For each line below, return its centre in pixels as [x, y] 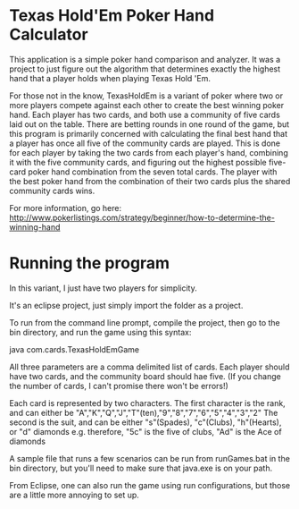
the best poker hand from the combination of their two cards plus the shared [150, 181]
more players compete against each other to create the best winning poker [147, 105]
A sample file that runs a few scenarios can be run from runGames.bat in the [149, 458]
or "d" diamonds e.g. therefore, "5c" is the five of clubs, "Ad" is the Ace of [146, 431]
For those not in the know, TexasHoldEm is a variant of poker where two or [146, 96]
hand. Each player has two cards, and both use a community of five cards [145, 115]
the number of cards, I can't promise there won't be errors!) [119, 386]
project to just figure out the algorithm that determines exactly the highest [145, 69]
